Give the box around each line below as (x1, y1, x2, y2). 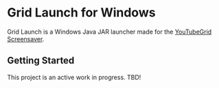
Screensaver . (7, 34, 45, 43)
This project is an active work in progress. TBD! (7, 73, 141, 81)
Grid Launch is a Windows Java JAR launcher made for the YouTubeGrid (7, 27, 212, 36)
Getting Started (7, 55, 75, 67)
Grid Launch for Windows (7, 5, 156, 21)
